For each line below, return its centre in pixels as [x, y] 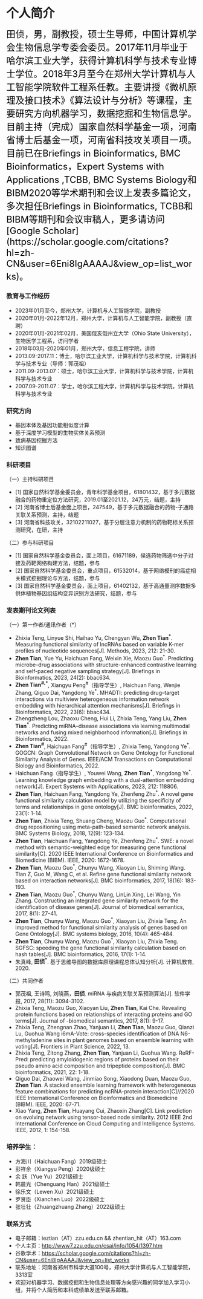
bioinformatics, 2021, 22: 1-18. [52, 1072]
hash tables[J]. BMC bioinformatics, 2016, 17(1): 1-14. [81, 954]
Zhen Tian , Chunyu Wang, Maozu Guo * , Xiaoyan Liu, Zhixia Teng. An [101, 920]
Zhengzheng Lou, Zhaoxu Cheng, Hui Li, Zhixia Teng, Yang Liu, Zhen [101, 718]
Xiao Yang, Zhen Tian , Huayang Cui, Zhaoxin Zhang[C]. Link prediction [103, 1111]
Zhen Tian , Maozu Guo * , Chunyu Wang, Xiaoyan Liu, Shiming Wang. [100, 867]
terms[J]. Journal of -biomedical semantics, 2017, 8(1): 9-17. [89, 1021]
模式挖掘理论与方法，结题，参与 [60, 578]
